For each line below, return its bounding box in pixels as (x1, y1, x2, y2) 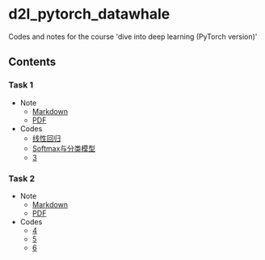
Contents (8, 55, 57, 69)
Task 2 (8, 173, 36, 184)
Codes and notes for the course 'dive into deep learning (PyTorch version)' (8, 32, 258, 41)
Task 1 (8, 79, 34, 91)
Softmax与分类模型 (32, 143, 96, 153)
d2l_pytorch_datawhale (8, 5, 170, 23)
